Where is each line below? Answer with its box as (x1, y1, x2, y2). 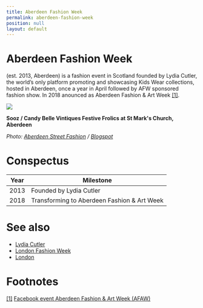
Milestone (82, 176, 112, 185)
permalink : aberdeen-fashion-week (6, 15, 94, 21)
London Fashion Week (15, 247, 72, 255)
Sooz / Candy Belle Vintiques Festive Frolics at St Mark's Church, (6, 115, 174, 122)
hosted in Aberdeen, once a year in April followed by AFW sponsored (6, 85, 179, 92)
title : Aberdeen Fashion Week (6, 9, 83, 15)
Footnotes (6, 275, 59, 289)
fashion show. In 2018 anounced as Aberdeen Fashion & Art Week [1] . (6, 92, 180, 99)
